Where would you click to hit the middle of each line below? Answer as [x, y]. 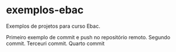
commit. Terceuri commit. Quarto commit [55, 43]
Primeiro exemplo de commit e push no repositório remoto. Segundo [88, 37]
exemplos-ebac [45, 10]
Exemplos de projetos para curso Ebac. [53, 26]
